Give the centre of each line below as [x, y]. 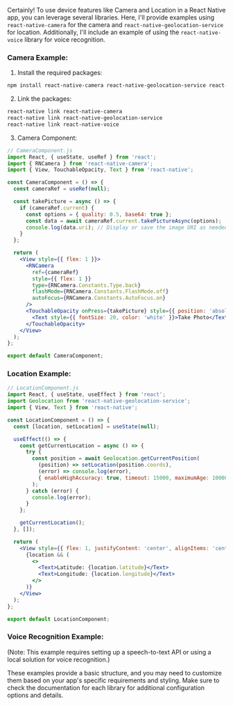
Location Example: [39, 374]
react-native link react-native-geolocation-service [85, 118]
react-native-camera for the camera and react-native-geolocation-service [115, 25]
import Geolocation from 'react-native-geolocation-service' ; [99, 401]
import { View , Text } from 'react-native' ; [72, 408]
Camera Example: [37, 57]
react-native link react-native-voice [63, 125]
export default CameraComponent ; [55, 356]
